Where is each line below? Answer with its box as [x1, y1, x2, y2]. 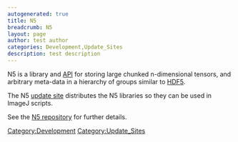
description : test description [7, 51, 101, 58]
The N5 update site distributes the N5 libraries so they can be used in [7, 91, 212, 100]
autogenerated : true [7, 10, 69, 18]
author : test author [7, 37, 69, 44]
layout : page [7, 30, 46, 38]
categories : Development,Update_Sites [7, 44, 123, 51]
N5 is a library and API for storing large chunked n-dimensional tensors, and [7, 69, 232, 78]
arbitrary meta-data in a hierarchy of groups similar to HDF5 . [7, 77, 186, 86]
